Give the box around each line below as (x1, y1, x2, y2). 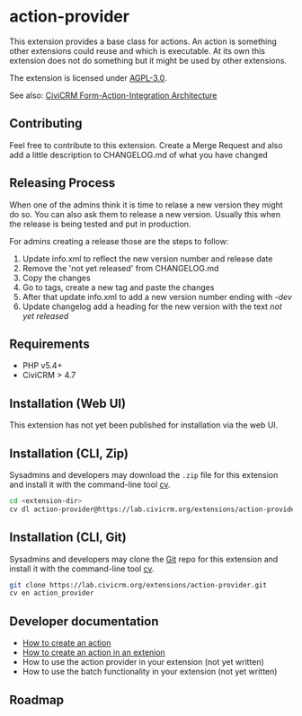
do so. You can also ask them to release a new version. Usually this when (9, 208, 281, 219)
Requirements (9, 336, 90, 351)
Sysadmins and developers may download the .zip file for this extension (9, 470, 279, 480)
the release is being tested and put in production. (9, 218, 191, 229)
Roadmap (9, 692, 65, 707)
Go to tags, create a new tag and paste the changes (22, 281, 215, 293)
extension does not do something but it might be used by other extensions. (9, 55, 288, 66)
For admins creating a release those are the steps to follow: (9, 235, 229, 246)
